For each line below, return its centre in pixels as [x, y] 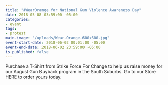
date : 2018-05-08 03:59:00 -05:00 [42, 15]
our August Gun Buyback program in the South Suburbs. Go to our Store [81, 71]
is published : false [27, 52]
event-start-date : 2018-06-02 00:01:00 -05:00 [55, 43]
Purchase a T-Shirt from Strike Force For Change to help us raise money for [84, 66]
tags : [11, 29]
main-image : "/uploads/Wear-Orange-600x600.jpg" [57, 38]
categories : [18, 19]
